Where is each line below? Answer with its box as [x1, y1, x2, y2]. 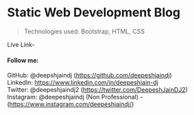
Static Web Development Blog [7, 5, 180, 20]
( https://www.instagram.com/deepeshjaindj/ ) [7, 100, 134, 108]
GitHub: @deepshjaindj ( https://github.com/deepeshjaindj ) [7, 71, 173, 80]
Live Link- [7, 40, 36, 48]
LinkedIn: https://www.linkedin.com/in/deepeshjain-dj [7, 78, 159, 86]
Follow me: [7, 56, 39, 64]
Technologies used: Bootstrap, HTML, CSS [23, 27, 145, 35]
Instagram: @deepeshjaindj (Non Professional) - [7, 93, 143, 101]
